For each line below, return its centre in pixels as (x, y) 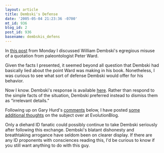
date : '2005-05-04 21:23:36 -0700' (41, 19)
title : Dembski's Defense (31, 14)
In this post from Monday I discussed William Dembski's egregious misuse (80, 50)
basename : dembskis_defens (33, 37)
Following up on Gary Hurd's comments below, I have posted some (73, 110)
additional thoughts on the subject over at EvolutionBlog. (62, 115)
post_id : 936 (18, 32)
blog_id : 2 (16, 28)
